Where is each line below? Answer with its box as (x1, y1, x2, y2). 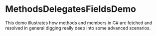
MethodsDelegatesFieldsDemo (5, 3, 136, 15)
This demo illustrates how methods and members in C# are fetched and (5, 20, 153, 26)
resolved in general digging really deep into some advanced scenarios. (5, 25, 151, 31)
